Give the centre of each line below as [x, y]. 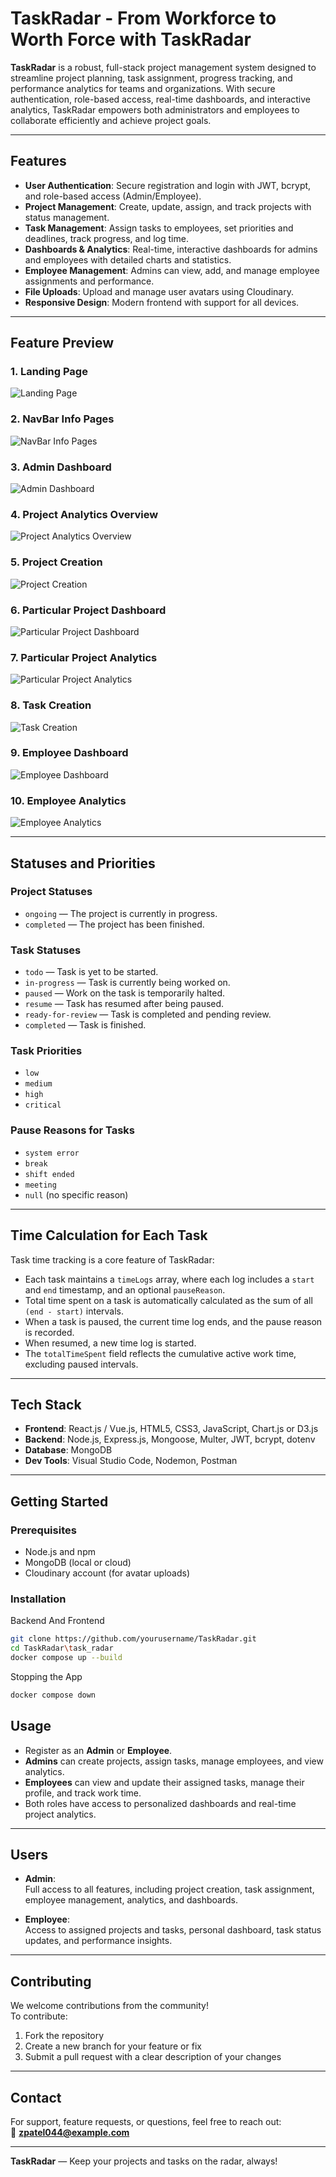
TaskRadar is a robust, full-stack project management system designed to [163, 67]
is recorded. [49, 1332]
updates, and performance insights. [98, 1941]
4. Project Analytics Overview [84, 514]
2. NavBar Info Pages [62, 419]
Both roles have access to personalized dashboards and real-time [160, 1803]
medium [38, 1084]
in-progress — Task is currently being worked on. [127, 983]
